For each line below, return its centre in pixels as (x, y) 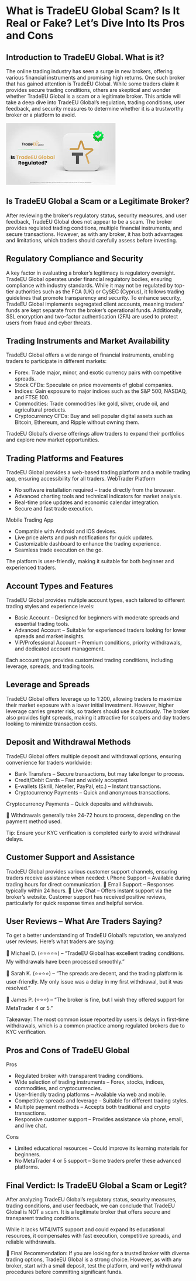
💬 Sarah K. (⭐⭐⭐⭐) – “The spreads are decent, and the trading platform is (94, 974)
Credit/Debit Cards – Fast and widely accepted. (71, 780)
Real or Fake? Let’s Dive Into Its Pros (96, 23)
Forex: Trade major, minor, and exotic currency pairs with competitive (98, 372)
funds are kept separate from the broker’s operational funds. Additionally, (94, 310)
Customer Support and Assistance (71, 857)
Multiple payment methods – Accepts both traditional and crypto (92, 1107)
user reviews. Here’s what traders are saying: (61, 941)
